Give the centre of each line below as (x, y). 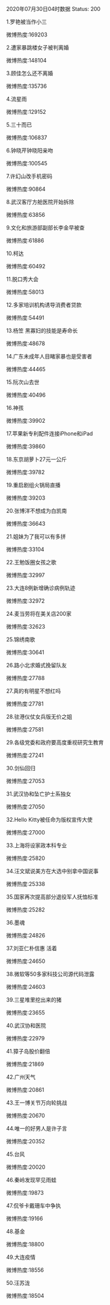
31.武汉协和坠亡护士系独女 (39, 794)
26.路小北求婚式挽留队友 (37, 665)
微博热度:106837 (27, 137)
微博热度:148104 (26, 60)
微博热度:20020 (26, 1167)
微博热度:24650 (26, 961)
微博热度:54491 (25, 318)
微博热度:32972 (26, 601)
